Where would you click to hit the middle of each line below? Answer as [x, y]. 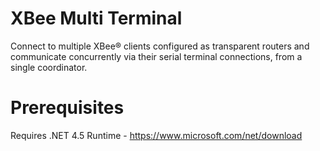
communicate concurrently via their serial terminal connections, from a [156, 56]
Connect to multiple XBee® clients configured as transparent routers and [160, 46]
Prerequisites [67, 108]
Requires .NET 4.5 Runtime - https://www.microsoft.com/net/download [156, 135]
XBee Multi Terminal [96, 18]
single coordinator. [49, 67]
